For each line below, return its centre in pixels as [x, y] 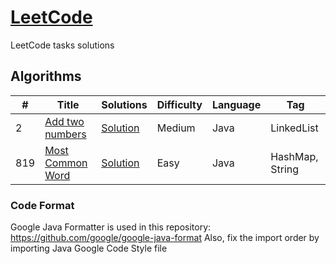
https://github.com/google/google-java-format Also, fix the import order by [165, 238]
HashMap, [294, 156]
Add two [64, 121]
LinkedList [294, 128]
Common [66, 163]
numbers [65, 134]
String [285, 169]
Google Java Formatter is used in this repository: [111, 227]
